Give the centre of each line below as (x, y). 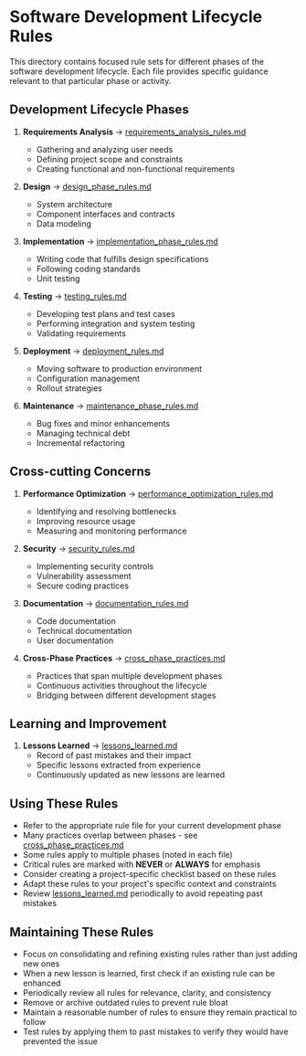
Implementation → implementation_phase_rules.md (121, 241)
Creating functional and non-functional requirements (136, 169)
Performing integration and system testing (116, 323)
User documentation (75, 640)
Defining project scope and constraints (110, 159)
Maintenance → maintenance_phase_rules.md (111, 406)
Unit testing (58, 278)
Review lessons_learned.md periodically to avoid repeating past (142, 893)
